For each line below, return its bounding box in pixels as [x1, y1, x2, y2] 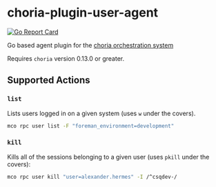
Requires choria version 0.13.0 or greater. [7, 54, 125, 63]
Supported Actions [7, 75, 90, 86]
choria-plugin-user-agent [7, 5, 159, 21]
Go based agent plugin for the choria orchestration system [7, 41, 174, 49]
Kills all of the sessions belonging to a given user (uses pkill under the [7, 152, 210, 161]
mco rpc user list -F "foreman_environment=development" [7, 122, 175, 129]
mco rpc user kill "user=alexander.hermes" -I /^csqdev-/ [7, 173, 177, 180]
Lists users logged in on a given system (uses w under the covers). [7, 109, 196, 117]
